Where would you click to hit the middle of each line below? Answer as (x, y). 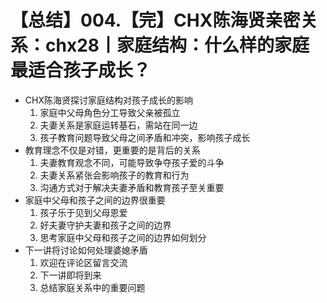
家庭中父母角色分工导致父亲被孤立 (110, 112)
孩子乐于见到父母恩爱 (83, 212)
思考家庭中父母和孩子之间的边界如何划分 (123, 237)
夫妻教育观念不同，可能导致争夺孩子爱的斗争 (132, 162)
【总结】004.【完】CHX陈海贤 (138, 20)
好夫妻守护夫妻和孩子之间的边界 (105, 225)
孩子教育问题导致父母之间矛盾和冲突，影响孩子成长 (145, 137)
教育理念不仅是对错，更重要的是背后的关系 (112, 150)
